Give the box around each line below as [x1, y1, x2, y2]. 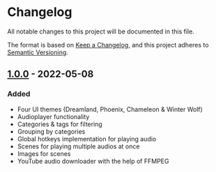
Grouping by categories [17, 127, 86, 136]
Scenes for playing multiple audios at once [17, 142, 140, 150]
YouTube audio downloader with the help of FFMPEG [17, 157, 169, 165]
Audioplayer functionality [17, 112, 90, 120]
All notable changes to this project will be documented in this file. [7, 27, 195, 36]
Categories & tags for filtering [17, 120, 102, 128]
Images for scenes [17, 149, 71, 157]
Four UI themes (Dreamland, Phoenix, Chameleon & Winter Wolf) [17, 105, 203, 114]
